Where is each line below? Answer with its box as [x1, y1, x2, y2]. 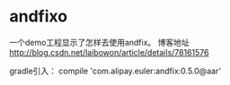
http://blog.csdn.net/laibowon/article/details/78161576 [9, 47, 209, 57]
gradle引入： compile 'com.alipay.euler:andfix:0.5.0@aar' [9, 65, 222, 76]
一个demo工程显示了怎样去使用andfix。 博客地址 [9, 37, 190, 47]
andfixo [9, 6, 68, 27]
